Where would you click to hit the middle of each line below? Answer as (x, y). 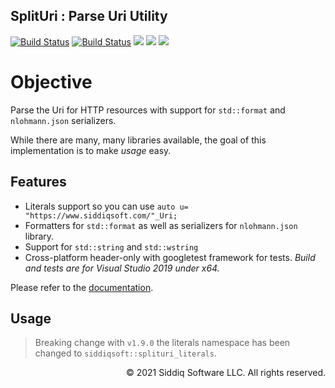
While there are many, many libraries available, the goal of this (138, 140)
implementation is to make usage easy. (91, 150)
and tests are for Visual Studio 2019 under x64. (122, 268)
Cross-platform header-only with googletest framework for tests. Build (170, 257)
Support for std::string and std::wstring (111, 246)
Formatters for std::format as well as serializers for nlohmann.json (161, 225)
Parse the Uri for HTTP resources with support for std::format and (148, 110)
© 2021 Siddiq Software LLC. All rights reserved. (225, 373)
